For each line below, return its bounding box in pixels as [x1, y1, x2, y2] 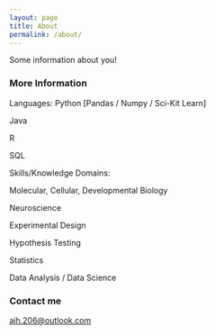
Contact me [9, 294, 62, 307]
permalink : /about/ [9, 30, 83, 39]
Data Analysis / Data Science [9, 272, 117, 283]
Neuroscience [9, 202, 61, 213]
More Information [9, 77, 87, 90]
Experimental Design [9, 220, 87, 231]
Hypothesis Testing [9, 237, 81, 248]
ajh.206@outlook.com [9, 314, 92, 325]
